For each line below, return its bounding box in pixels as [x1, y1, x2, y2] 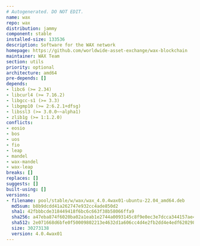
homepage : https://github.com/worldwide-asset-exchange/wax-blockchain [6, 48, 187, 54]
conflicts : [6, 120, 33, 126]
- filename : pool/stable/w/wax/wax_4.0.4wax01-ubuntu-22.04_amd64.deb [6, 198, 185, 204]
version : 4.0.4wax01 [11, 230, 62, 236]
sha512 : [11, 220, 31, 226]
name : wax [6, 14, 31, 20]
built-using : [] [6, 186, 46, 192]
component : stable [6, 31, 52, 37]
